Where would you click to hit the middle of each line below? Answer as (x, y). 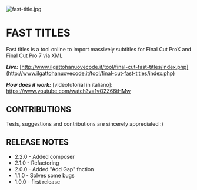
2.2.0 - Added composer (44, 156)
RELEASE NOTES (38, 142)
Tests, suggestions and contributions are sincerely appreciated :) (85, 123)
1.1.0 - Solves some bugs (44, 175)
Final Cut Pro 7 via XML (34, 55)
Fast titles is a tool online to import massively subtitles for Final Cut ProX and (99, 49)
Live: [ (14, 67)
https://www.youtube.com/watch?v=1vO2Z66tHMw (69, 91)
